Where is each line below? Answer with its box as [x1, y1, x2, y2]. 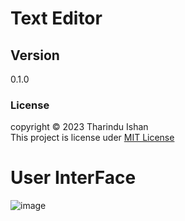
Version [10, 47, 60, 64]
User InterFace [10, 167, 137, 189]
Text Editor [10, 7, 103, 30]
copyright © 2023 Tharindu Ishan [10, 121, 149, 133]
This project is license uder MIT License [10, 132, 175, 144]
